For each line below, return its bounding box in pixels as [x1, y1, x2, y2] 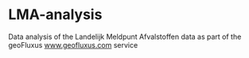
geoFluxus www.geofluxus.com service [8, 40, 138, 49]
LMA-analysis [8, 6, 103, 24]
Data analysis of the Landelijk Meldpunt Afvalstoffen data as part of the [8, 32, 242, 41]
